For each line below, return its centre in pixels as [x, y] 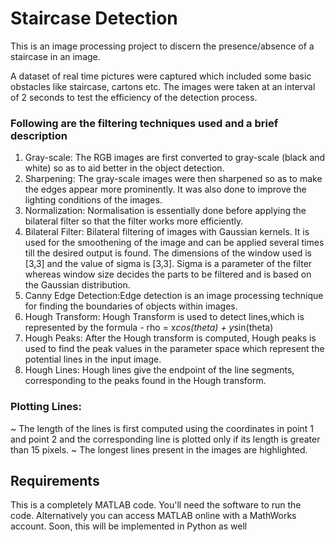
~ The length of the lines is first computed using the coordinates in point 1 [162, 428]
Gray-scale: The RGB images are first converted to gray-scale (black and [175, 158]
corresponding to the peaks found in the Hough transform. [145, 381]
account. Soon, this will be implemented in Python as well [129, 526]
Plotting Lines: [46, 407]
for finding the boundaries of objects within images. [131, 306]
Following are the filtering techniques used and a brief [144, 123]
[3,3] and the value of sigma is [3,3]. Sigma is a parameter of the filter [168, 264]
